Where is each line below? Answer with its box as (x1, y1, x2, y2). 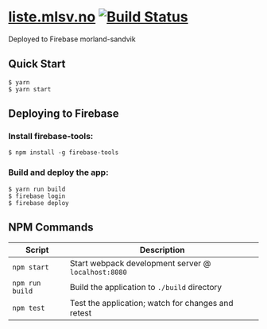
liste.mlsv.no (8, 8, 96, 26)
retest (70, 307, 92, 318)
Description (139, 244, 185, 255)
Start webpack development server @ (70, 257, 211, 269)
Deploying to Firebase (8, 107, 119, 121)
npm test (12, 303, 45, 312)
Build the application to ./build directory (70, 281, 222, 292)
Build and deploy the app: (8, 167, 109, 178)
